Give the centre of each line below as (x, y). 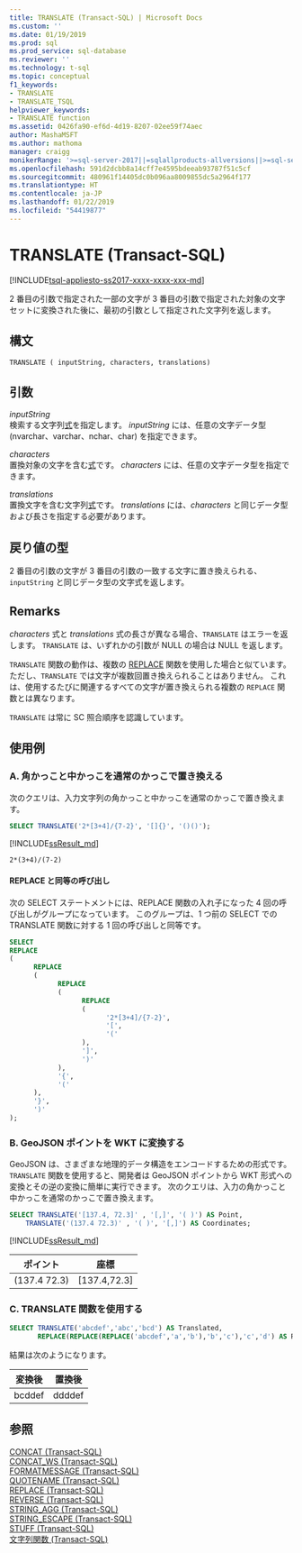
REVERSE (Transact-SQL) (57, 1499)
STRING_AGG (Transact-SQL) (64, 1509)
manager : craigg (40, 151)
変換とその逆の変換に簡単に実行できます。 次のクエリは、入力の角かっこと (148, 1187)
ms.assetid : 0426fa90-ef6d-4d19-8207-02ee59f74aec (106, 127)
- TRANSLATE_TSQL (42, 101)
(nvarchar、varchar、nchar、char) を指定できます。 (106, 436)
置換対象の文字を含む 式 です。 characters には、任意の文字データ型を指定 (146, 465)
